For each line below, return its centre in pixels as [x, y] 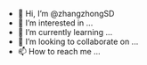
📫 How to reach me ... [59, 51]
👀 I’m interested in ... [55, 23]
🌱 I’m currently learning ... [65, 32]
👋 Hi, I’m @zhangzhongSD [66, 14]
